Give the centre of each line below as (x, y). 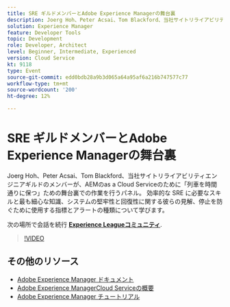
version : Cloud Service (41, 58)
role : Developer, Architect (47, 45)
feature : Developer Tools (44, 33)
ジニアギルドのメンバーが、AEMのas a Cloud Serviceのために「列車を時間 (112, 184)
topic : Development (35, 39)
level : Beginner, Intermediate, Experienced (72, 52)
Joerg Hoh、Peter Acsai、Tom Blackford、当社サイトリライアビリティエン (112, 175)
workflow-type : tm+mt (38, 84)
